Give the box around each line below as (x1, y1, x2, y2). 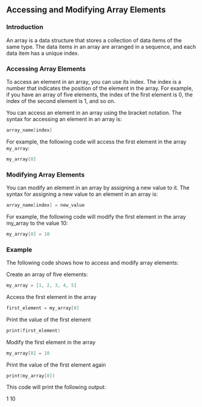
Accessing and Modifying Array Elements (6, 5, 166, 15)
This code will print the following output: (6, 383, 107, 391)
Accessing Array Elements (6, 65, 86, 73)
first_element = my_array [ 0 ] (6, 304, 80, 311)
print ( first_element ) (6, 327, 61, 333)
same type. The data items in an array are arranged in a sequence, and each (6, 43, 197, 50)
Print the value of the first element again (6, 361, 107, 368)
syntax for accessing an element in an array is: (6, 115, 122, 122)
